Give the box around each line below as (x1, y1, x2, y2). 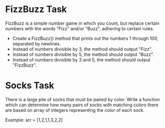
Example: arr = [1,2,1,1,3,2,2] (5, 117, 63, 123)
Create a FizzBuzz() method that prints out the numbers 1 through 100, (12, 35, 158, 41)
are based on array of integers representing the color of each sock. (5, 107, 145, 113)
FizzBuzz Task (5, 4, 67, 15)
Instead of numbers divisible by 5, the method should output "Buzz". (12, 51, 154, 57)
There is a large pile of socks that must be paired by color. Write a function (5, 96, 160, 102)
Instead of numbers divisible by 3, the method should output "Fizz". (12, 46, 152, 52)
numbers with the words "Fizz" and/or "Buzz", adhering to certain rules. (5, 25, 154, 31)
